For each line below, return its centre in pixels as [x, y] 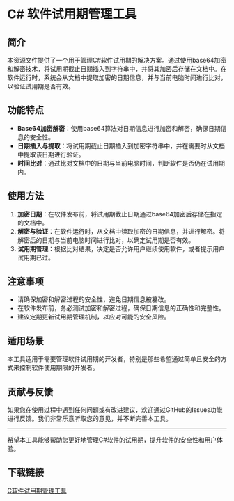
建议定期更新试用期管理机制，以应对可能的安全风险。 [94, 317]
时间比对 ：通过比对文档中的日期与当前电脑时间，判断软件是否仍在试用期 [121, 163]
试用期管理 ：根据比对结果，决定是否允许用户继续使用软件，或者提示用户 [121, 248]
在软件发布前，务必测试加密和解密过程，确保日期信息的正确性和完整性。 [121, 308]
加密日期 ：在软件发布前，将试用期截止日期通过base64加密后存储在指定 [120, 214]
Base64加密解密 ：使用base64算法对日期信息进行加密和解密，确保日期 [119, 128]
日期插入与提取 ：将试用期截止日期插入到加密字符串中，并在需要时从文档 [121, 145]
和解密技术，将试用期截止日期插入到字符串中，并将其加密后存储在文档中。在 [117, 69]
